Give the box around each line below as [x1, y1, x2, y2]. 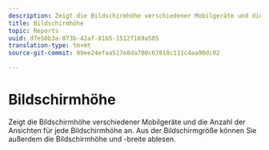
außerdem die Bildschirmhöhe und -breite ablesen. [8, 134, 176, 144]
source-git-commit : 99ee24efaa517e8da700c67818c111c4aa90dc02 [8, 49, 220, 57]
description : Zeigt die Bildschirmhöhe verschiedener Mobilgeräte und [8, 11, 249, 20]
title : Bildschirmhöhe [8, 19, 84, 27]
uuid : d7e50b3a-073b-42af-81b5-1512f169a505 [8, 34, 159, 43]
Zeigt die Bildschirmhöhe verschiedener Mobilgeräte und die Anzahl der [8, 117, 246, 127]
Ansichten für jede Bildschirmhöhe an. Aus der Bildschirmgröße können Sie [8, 125, 257, 135]
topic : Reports [8, 26, 59, 34]
